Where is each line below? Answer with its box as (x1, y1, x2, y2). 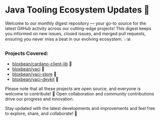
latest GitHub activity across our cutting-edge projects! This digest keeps (5, 25, 152, 31)
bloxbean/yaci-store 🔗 (12, 71, 57, 77)
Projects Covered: (5, 50, 48, 57)
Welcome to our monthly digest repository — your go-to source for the (5, 20, 146, 26)
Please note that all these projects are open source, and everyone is (5, 86, 141, 91)
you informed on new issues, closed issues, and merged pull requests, (5, 30, 146, 36)
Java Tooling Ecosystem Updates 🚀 (5, 4, 150, 15)
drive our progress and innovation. (5, 96, 74, 102)
